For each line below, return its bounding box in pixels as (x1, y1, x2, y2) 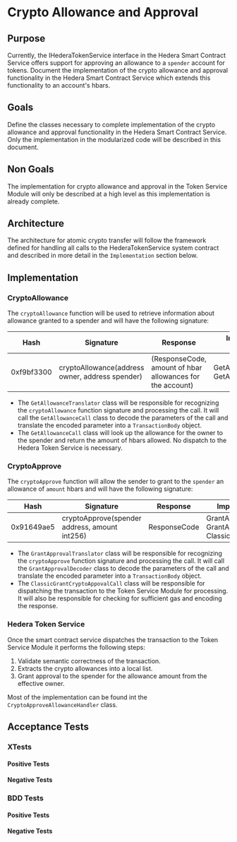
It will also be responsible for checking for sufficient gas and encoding (17, 594, 222, 603)
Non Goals (7, 163, 54, 175)
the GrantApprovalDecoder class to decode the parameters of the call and (17, 564, 229, 573)
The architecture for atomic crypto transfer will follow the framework (7, 236, 207, 244)
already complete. (7, 197, 60, 206)
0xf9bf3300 (11, 367, 52, 377)
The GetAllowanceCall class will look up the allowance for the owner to (17, 429, 224, 437)
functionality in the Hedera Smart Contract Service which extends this (7, 73, 211, 82)
